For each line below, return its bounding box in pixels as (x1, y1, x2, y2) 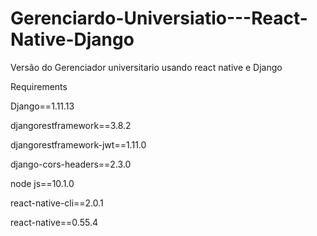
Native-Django (10, 28, 135, 51)
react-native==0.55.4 (10, 216, 98, 228)
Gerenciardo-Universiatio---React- (10, 7, 308, 30)
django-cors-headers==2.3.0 (10, 158, 132, 170)
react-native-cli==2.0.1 (10, 197, 104, 209)
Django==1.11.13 (10, 100, 75, 112)
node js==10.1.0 (10, 177, 75, 189)
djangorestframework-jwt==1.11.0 (10, 138, 147, 151)
